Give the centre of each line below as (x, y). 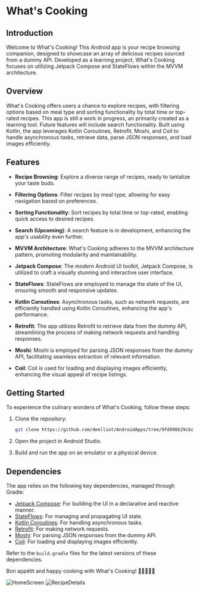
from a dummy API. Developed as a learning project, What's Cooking (90, 60)
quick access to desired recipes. (55, 219)
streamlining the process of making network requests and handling (97, 332)
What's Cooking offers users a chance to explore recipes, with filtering (93, 105)
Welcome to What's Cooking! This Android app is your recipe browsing (93, 47)
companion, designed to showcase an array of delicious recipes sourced (95, 54)
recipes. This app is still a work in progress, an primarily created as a (105, 118)
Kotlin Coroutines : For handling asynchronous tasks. (79, 523)
